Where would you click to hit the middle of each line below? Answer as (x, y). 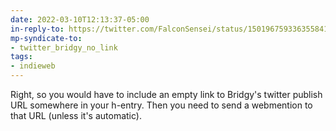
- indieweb (33, 66)
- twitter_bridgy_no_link (64, 47)
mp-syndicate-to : (46, 38)
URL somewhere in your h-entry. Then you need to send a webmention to (161, 105)
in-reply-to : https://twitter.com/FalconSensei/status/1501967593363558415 (171, 29)
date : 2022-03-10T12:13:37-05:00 (80, 19)
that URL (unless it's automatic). (76, 115)
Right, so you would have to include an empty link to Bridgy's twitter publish (166, 94)
